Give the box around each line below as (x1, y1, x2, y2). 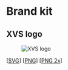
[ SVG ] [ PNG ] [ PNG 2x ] (6, 57, 63, 64)
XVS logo (6, 29, 42, 39)
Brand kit (6, 4, 53, 18)
